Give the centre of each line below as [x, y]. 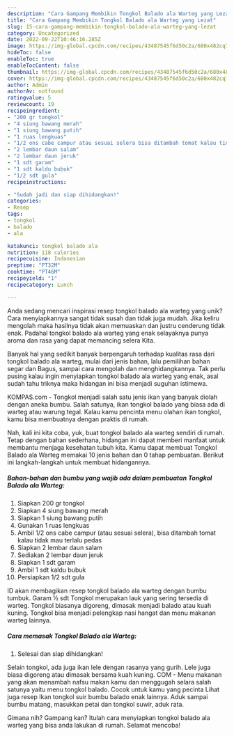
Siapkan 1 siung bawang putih [60, 518]
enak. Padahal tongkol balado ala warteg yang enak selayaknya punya [108, 333]
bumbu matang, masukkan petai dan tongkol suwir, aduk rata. [96, 704]
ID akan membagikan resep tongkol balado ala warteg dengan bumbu [107, 590]
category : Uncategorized [43, 33]
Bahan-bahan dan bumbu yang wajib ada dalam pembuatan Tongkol [110, 478]
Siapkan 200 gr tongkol [51, 503]
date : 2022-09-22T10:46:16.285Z [54, 40]
